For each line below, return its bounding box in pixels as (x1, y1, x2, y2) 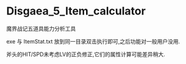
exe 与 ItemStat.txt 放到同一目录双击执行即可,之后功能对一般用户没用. (6, 37, 181, 45)
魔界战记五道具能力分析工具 (6, 25, 76, 32)
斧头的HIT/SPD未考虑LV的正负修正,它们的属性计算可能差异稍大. (6, 50, 166, 58)
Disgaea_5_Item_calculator (6, 4, 146, 18)
